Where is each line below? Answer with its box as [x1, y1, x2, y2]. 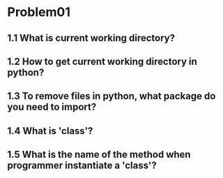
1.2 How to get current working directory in [7, 55, 197, 67]
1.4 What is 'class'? [7, 125, 93, 137]
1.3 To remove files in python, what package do [7, 90, 216, 102]
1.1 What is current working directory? [7, 32, 176, 44]
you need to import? [7, 101, 97, 113]
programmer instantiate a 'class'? [7, 160, 157, 172]
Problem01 [7, 4, 71, 20]
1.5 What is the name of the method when [7, 149, 191, 161]
